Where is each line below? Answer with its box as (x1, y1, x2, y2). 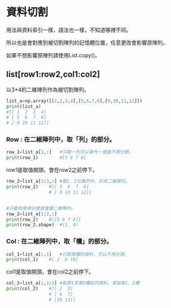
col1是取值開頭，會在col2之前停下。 (6, 268, 94, 275)
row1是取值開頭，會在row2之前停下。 (6, 167, 98, 174)
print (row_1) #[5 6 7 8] (6, 155, 86, 161)
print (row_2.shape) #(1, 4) (6, 222, 79, 228)
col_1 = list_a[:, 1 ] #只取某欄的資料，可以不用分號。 (6, 251, 129, 257)
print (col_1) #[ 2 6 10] (6, 257, 79, 263)
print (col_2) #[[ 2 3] (6, 286, 73, 292)
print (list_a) (6, 103, 42, 109)
